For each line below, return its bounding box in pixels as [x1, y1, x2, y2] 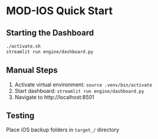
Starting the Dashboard [6, 28, 94, 38]
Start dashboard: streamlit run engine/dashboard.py [14, 87, 144, 94]
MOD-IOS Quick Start [6, 4, 113, 18]
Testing [6, 111, 35, 121]
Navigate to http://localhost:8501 [14, 93, 94, 101]
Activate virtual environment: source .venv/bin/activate [14, 81, 152, 88]
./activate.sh [6, 43, 41, 49]
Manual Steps [6, 65, 58, 75]
